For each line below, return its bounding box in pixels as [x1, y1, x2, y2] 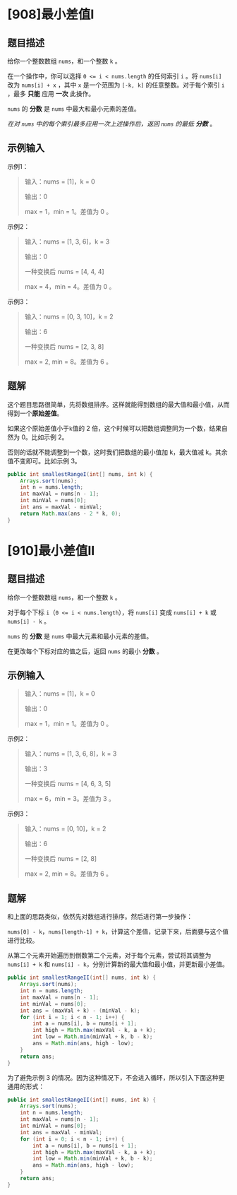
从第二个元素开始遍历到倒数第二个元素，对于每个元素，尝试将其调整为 [7, 951, 212, 960]
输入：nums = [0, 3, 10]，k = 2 [24, 312, 114, 321]
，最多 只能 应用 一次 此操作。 [7, 90, 95, 97]
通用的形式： [7, 1082, 44, 1090]
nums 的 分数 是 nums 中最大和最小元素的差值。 [7, 105, 140, 113]
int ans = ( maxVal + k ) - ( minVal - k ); [20, 1007, 140, 1014]
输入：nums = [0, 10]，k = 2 [24, 824, 107, 833]
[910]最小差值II [7, 542, 95, 559]
